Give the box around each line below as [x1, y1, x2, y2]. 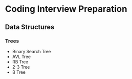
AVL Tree [12, 54, 31, 59]
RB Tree [12, 59, 28, 64]
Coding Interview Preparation [5, 3, 128, 15]
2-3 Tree [12, 64, 30, 70]
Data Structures [5, 23, 55, 31]
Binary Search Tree [12, 48, 51, 54]
